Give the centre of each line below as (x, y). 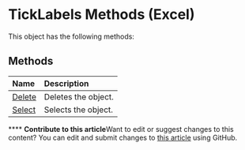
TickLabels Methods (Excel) (102, 15)
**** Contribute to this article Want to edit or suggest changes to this (121, 129)
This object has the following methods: (71, 36)
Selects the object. (78, 110)
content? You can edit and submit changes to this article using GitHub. (123, 137)
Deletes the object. (79, 96)
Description (66, 83)
